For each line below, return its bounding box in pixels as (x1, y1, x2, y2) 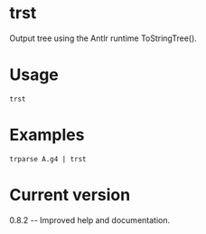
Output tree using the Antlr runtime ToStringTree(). (9, 33, 197, 44)
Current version (9, 185, 131, 205)
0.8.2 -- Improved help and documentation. (9, 214, 170, 225)
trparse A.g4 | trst (9, 154, 88, 163)
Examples (9, 125, 85, 145)
